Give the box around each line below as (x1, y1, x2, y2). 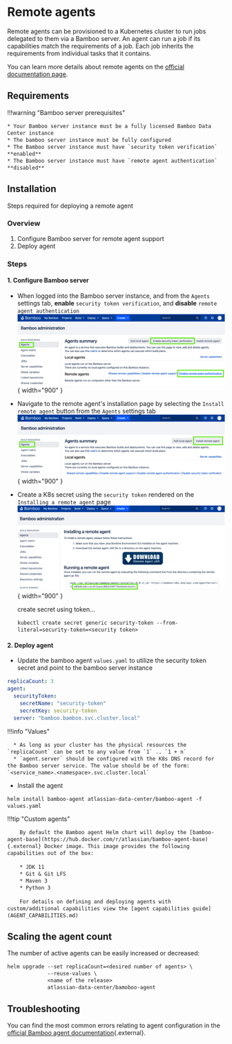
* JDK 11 (19, 863, 45, 870)
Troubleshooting (7, 1002, 81, 1015)
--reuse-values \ (47, 971, 97, 977)
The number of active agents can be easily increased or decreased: (7, 949, 200, 957)
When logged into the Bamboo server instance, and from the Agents (17, 292, 211, 300)
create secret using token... (17, 605, 95, 614)
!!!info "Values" (7, 727, 50, 735)
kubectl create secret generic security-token (17, 619, 154, 627)
